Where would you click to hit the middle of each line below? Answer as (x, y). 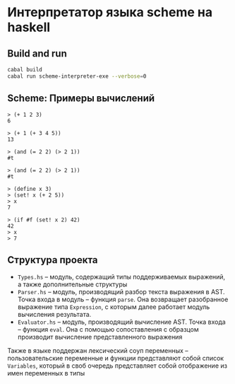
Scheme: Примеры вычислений (81, 99)
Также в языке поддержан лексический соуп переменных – (98, 351)
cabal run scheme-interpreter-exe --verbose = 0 (77, 76)
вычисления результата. (54, 315)
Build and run (37, 53)
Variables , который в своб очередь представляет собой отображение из (117, 366)
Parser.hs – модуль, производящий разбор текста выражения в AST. (121, 292)
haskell (29, 27)
